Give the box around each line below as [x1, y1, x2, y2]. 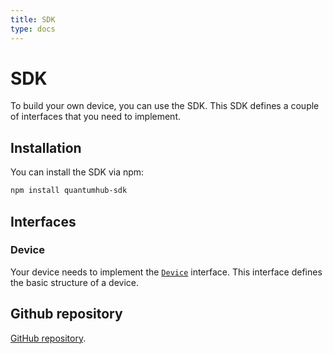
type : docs [10, 24, 56, 34]
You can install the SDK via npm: [10, 166, 145, 178]
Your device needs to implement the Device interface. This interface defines [10, 266, 323, 278]
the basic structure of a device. [10, 276, 139, 288]
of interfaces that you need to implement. [10, 111, 181, 123]
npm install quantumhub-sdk [10, 186, 128, 196]
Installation [10, 139, 82, 156]
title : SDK [10, 14, 56, 25]
